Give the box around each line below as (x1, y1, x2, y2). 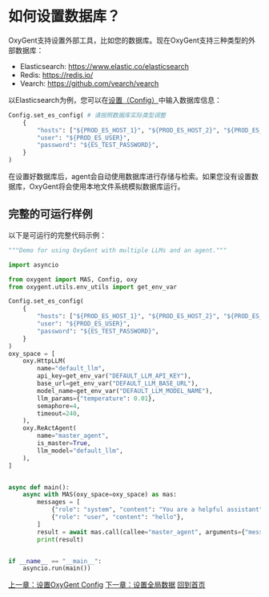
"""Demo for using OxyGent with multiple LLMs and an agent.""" (8, 246, 227, 254)
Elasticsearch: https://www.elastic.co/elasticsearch (19, 61, 190, 71)
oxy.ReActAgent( (22, 424, 78, 432)
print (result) (37, 535, 84, 543)
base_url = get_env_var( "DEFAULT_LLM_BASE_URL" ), (37, 379, 199, 387)
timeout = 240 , (37, 409, 81, 418)
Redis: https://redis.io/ (19, 70, 94, 80)
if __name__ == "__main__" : (8, 557, 102, 565)
